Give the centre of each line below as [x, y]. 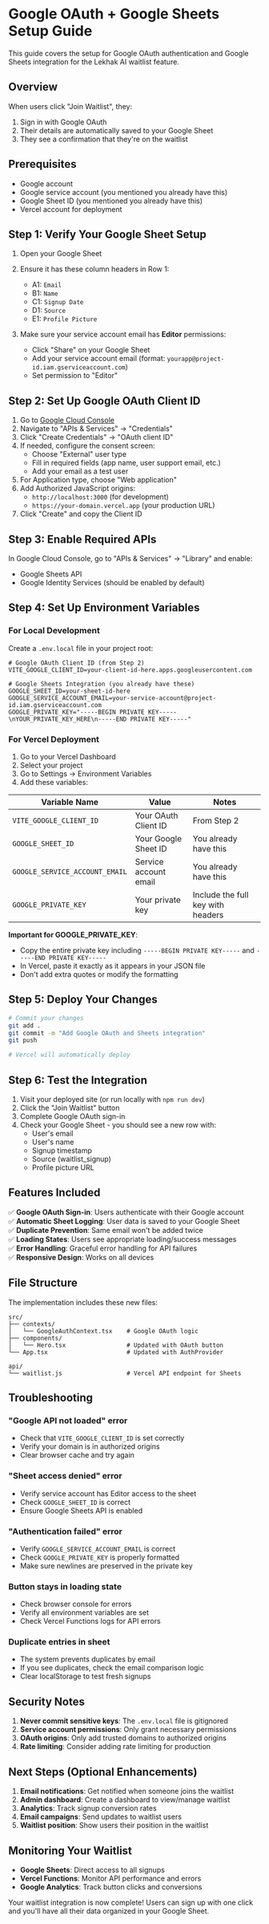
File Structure [43, 1283]
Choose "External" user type [79, 454]
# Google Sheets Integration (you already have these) [102, 684]
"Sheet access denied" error [65, 1476]
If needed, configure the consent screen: [87, 445]
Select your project [51, 765]
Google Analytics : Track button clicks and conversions [111, 1886]
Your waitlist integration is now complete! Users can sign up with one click [131, 1902]
